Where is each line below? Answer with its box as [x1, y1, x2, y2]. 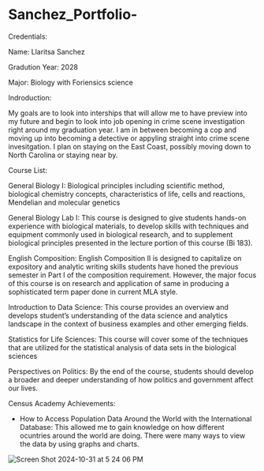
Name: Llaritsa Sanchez [8, 47, 85, 56]
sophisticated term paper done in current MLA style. [8, 287, 178, 296]
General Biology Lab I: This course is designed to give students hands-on [8, 213, 247, 222]
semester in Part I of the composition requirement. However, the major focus [8, 270, 257, 280]
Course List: [8, 165, 47, 175]
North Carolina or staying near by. [8, 150, 118, 160]
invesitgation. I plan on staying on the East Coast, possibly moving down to [8, 141, 251, 151]
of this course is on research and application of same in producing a [8, 278, 230, 288]
